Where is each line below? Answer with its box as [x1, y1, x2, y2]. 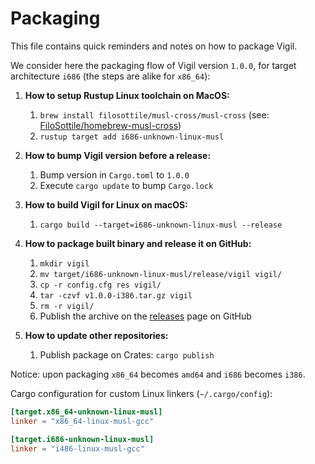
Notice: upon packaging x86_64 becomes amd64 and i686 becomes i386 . [10, 368, 306, 380]
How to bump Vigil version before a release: [24, 149, 212, 161]
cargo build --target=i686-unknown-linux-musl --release [39, 220, 283, 230]
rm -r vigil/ [39, 301, 95, 311]
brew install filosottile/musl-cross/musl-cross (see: [39, 108, 270, 121]
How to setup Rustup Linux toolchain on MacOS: [24, 89, 230, 101]
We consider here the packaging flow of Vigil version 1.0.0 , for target [10, 59, 297, 71]
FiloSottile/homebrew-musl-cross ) [39, 119, 182, 131]
